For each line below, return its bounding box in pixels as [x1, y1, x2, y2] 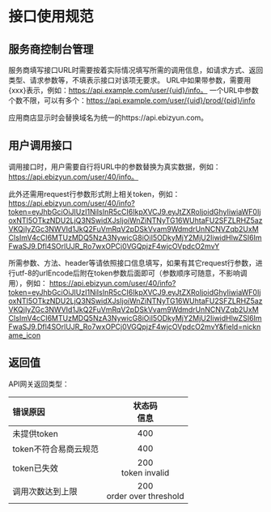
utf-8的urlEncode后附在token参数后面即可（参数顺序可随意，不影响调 [15, 268, 248, 278]
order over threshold [106, 490, 184, 501]
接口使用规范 [8, 7, 95, 26]
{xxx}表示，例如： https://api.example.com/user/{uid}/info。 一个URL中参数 [8, 86, 259, 95]
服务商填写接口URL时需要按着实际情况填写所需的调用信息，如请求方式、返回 [8, 66, 264, 75]
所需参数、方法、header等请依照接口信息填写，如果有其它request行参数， [8, 258, 256, 267]
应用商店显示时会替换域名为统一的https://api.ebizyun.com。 [8, 113, 209, 122]
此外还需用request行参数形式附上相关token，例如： [8, 189, 180, 198]
